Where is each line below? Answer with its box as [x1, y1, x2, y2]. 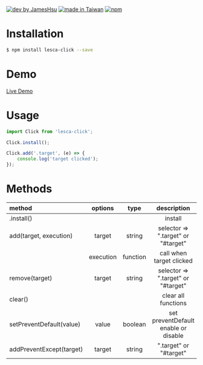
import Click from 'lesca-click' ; [6, 128, 94, 134]
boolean [123, 320, 146, 328]
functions [159, 299, 187, 307]
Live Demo [6, 87, 33, 94]
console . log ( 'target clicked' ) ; [17, 156, 98, 162]
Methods [6, 182, 53, 196]
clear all [162, 291, 185, 300]
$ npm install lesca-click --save [6, 47, 94, 53]
